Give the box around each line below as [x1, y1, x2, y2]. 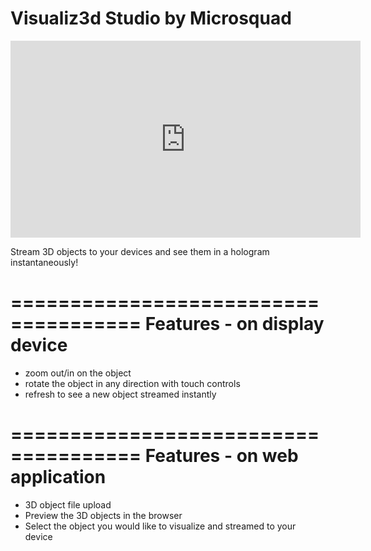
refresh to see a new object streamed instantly [24, 388, 217, 400]
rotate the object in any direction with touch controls [24, 377, 241, 389]
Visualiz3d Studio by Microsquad [10, 7, 292, 30]
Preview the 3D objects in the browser [24, 509, 183, 521]
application [10, 466, 107, 489]
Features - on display [144, 313, 325, 336]
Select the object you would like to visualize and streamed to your [24, 520, 297, 532]
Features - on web [144, 445, 299, 467]
